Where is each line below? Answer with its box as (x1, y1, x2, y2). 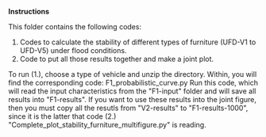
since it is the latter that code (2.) (8, 112, 117, 121)
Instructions (8, 7, 50, 16)
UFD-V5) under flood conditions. (19, 46, 127, 55)
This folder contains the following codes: (8, 22, 141, 31)
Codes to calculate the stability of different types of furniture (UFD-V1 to (19, 37, 256, 47)
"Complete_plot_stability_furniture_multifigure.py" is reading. (8, 120, 206, 129)
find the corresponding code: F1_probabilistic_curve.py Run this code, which (8, 78, 258, 87)
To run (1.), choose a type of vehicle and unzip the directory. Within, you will (8, 70, 257, 78)
